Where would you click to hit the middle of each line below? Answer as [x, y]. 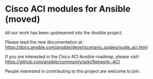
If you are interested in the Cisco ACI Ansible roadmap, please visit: [72, 56]
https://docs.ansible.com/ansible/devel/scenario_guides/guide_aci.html [76, 47]
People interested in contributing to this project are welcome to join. [73, 71]
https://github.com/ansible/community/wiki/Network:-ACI [62, 62]
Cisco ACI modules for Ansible [68, 9]
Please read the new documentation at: [44, 42]
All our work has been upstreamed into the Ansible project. [64, 32]
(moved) [23, 19]
